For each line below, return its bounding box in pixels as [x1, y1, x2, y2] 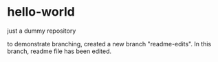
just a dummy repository [7, 27, 76, 35]
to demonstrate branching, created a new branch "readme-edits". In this [7, 40, 212, 48]
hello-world [7, 4, 76, 20]
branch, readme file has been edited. [7, 47, 112, 55]
